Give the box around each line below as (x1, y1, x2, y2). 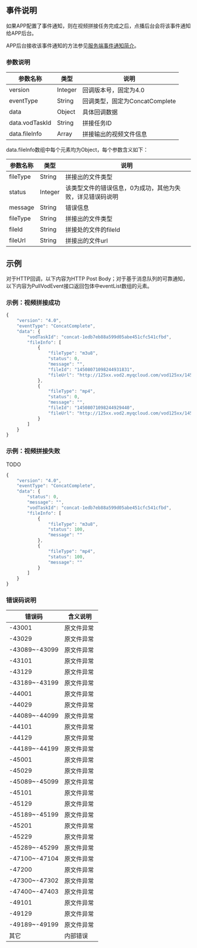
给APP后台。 (6, 29, 37, 36)
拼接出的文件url (65, 237, 108, 245)
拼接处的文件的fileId (65, 226, 120, 234)
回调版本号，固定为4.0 (82, 86, 145, 94)
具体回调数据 (82, 108, 118, 116)
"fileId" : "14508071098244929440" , (47, 405, 135, 411)
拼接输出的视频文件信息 (82, 130, 148, 138)
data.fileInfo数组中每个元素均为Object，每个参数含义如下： (6, 146, 148, 154)
